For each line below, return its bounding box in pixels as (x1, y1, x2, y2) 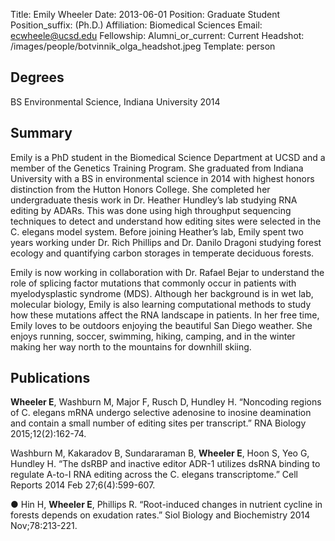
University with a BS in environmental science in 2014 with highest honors (10, 172, 315, 184)
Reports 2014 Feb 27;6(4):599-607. (10, 479, 156, 491)
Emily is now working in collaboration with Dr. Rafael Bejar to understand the (10, 266, 325, 278)
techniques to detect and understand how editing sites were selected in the (10, 215, 322, 227)
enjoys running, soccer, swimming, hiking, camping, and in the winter (10, 330, 296, 342)
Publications (10, 370, 91, 387)
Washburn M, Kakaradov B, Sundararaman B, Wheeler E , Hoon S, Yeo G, (10, 447, 310, 459)
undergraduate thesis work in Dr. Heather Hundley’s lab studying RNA (10, 194, 298, 206)
